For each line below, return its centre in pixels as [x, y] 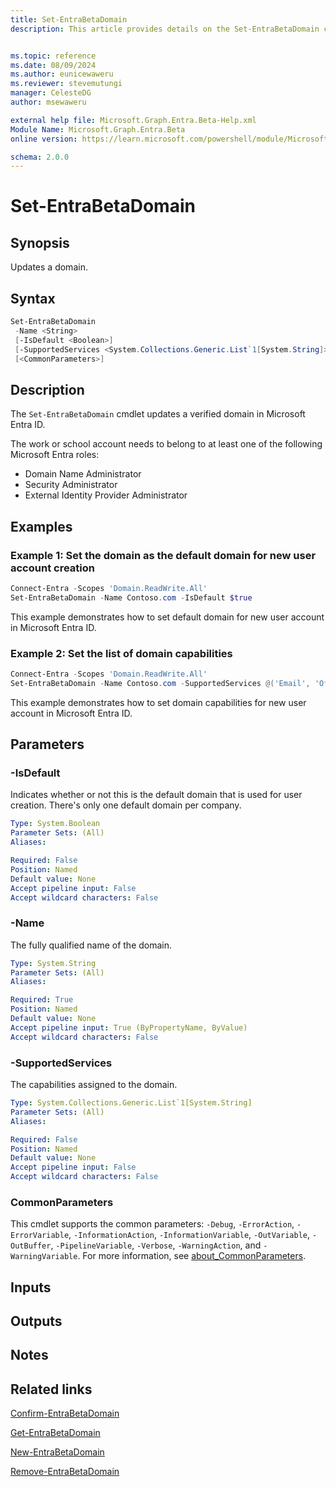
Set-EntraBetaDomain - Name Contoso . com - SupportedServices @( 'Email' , [160, 683]
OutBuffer [31, 1246]
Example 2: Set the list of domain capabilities [121, 653]
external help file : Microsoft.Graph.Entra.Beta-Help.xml [133, 120]
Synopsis [40, 242]
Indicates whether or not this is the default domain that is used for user [156, 795]
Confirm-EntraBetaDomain [65, 1413]
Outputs [36, 1321]
